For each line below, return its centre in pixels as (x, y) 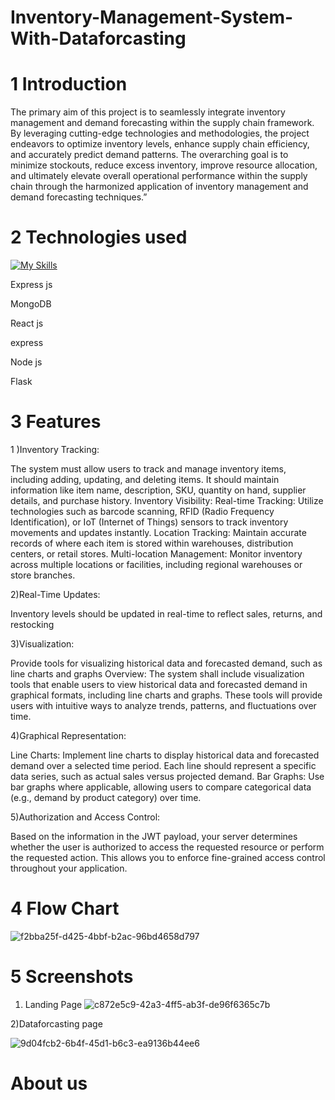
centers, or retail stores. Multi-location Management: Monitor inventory (156, 554)
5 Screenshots (72, 977)
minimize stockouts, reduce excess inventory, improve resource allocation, (164, 165)
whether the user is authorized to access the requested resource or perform (167, 847)
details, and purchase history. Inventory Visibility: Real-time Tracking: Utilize (167, 500)
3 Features (56, 422)
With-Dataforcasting (98, 38)
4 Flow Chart (65, 908)
